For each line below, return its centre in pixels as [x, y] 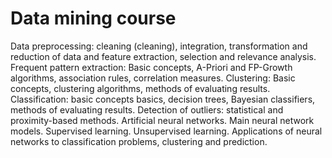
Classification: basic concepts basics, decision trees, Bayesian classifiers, [163, 99]
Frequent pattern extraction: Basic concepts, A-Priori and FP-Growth [151, 67]
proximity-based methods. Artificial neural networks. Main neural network [162, 120]
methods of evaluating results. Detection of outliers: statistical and [147, 109]
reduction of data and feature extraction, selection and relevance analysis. [163, 56]
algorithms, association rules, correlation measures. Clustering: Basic [153, 78]
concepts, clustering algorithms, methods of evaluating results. [140, 88]
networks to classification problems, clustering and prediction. [139, 141]
